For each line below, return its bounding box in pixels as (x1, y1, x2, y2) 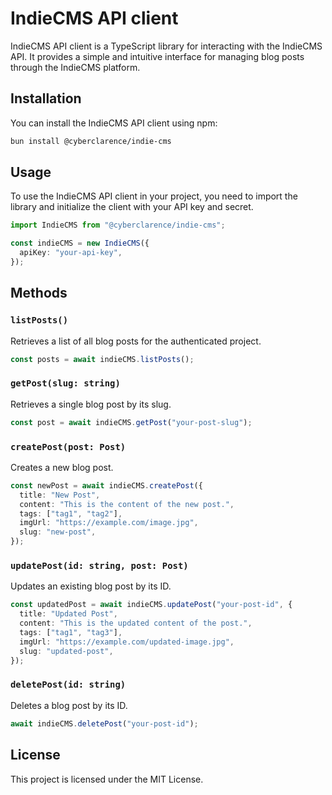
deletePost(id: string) (10, 679, 127, 691)
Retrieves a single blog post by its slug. (10, 398, 172, 410)
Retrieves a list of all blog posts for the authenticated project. (10, 335, 262, 347)
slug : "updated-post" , (19, 646, 114, 656)
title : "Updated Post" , (19, 609, 118, 619)
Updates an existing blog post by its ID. (10, 580, 172, 592)
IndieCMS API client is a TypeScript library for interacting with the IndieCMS (10, 40, 323, 52)
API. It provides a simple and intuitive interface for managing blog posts (10, 50, 305, 62)
